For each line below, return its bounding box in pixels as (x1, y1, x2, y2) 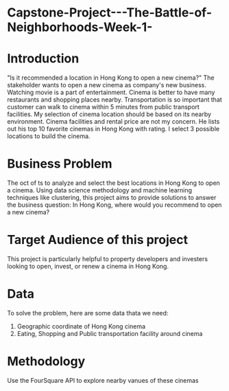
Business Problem (7, 156, 112, 172)
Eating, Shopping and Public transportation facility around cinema (16, 329, 203, 337)
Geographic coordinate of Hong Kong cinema (16, 322, 146, 331)
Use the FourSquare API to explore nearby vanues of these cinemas (7, 376, 199, 384)
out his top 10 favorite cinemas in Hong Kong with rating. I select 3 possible (7, 125, 220, 133)
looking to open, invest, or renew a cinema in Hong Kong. (7, 262, 169, 270)
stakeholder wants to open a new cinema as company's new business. (7, 81, 207, 89)
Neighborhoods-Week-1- (7, 19, 153, 35)
